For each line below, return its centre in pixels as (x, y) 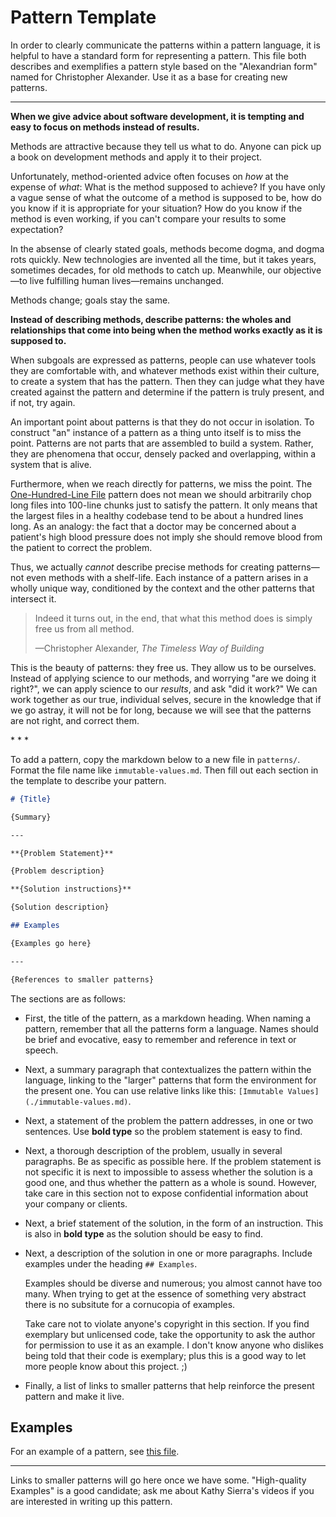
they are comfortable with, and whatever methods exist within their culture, (165, 370)
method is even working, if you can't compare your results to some (148, 218)
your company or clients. (76, 1203)
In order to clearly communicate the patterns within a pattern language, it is (165, 45)
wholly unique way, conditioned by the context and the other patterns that (162, 588)
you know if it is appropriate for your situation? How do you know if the (156, 208)
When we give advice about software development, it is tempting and (157, 116)
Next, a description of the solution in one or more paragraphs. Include (168, 1253)
